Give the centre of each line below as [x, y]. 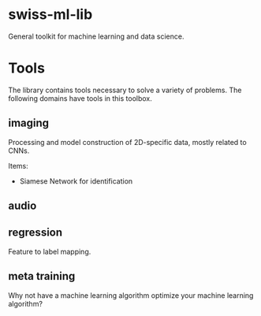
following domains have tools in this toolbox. [80, 98]
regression [35, 233]
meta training [42, 276]
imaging [29, 123]
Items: [19, 165]
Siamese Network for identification [76, 181]
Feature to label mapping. [50, 251]
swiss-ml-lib [50, 15]
